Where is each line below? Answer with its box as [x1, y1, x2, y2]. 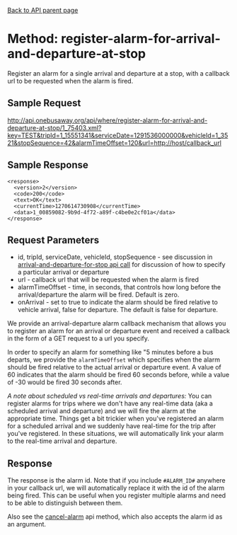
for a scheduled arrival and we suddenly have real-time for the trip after [7, 422, 216, 430]
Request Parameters [7, 234, 100, 246]
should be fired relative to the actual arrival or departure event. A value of [7, 363, 221, 372]
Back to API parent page [7, 6, 79, 14]
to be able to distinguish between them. [7, 499, 123, 507]
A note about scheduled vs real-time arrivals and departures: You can [7, 392, 212, 401]
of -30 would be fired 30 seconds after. [7, 378, 122, 386]
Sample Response [7, 159, 88, 171]
